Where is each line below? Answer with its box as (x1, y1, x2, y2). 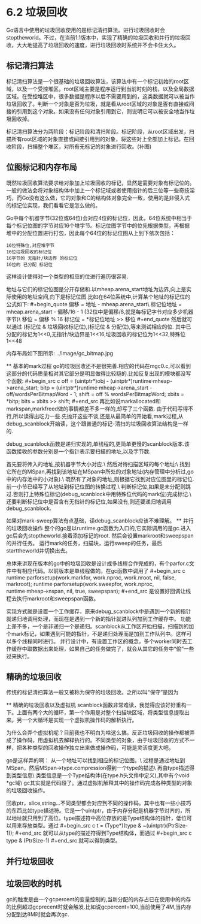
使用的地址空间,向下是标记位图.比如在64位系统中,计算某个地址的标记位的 (11, 293, 190, 300)
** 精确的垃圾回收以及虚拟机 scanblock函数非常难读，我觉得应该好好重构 (6, 702, 187, 709)
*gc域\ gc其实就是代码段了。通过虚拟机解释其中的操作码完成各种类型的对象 (6, 780, 193, 787)
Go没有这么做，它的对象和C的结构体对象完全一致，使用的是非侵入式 (22, 194, 190, 201)
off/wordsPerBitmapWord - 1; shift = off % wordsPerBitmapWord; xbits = (6, 390, 184, 397)
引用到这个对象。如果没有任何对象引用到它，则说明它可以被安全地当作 (16, 107, 190, 114)
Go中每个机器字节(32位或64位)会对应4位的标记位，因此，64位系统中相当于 (6, 214, 193, 222)
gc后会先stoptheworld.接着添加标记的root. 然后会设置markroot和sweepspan (6, 532, 194, 539)
